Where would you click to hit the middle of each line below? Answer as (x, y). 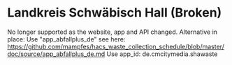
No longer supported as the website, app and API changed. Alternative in (113, 32)
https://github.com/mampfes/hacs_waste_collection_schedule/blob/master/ (116, 46)
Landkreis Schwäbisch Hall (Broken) (115, 13)
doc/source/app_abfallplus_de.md (56, 54)
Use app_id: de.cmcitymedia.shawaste (162, 54)
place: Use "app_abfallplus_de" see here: (66, 39)
